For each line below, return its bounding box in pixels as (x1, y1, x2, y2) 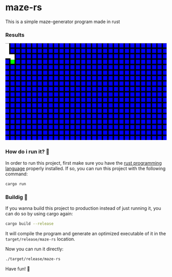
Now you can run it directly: (5, 246, 64, 252)
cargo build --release (5, 221, 54, 226)
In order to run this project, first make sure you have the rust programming (5, 160, 162, 166)
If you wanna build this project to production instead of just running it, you (5, 205, 161, 211)
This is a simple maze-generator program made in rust (5, 18, 120, 25)
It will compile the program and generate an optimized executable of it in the (5, 230, 166, 236)
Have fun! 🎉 (5, 266, 30, 272)
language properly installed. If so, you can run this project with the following (5, 165, 166, 171)
